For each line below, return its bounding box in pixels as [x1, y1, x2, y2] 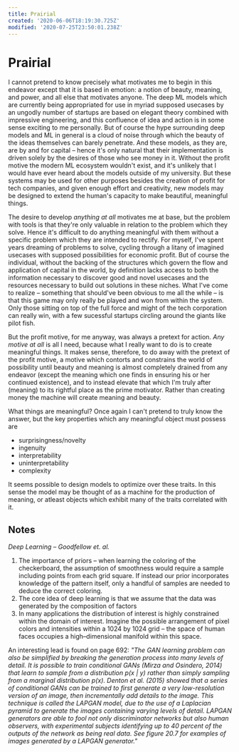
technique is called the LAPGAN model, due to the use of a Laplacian [8, 699, 211, 708]
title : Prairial [8, 10, 56, 18]
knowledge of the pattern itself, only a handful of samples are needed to [18, 579, 230, 588]
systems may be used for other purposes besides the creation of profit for [8, 176, 226, 185]
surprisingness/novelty [18, 436, 86, 445]
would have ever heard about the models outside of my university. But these [8, 169, 232, 177]
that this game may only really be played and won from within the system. [8, 297, 224, 305]
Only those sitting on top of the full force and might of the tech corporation [8, 304, 227, 312]
